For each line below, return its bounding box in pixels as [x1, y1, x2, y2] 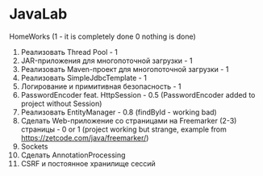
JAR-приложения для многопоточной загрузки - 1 [20, 56, 193, 65]
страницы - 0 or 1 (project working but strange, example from [20, 124, 227, 134]
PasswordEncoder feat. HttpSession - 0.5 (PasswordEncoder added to [20, 90, 256, 99]
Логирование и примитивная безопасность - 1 [20, 82, 182, 91]
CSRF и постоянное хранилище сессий [20, 158, 156, 168]
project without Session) [20, 98, 102, 108]
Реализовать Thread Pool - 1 [20, 47, 118, 57]
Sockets [20, 141, 48, 151]
